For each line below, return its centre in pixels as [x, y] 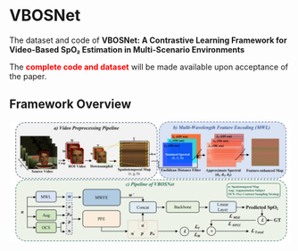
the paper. [28, 76]
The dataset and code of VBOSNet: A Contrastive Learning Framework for [148, 40]
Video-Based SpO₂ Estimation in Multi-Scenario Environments [127, 49]
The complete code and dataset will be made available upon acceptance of [149, 67]
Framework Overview [70, 105]
